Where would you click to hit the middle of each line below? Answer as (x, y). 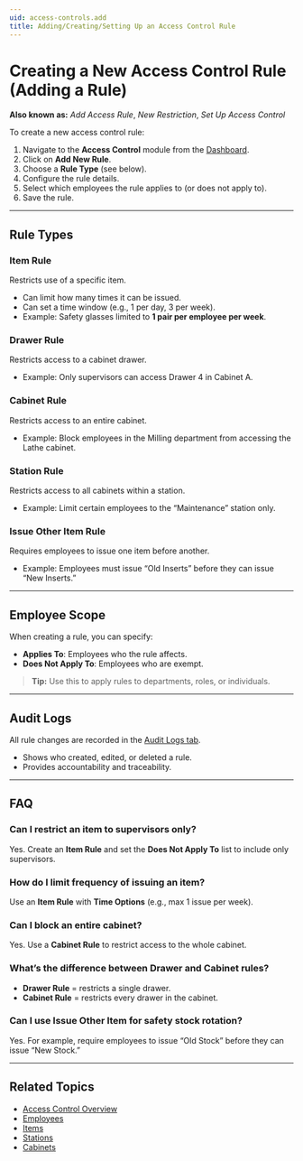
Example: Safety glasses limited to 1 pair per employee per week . (144, 317)
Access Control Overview (70, 1109)
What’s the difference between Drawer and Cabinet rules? (139, 969)
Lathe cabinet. (49, 447)
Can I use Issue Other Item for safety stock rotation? (126, 1021)
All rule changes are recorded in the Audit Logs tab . (105, 739)
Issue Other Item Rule (58, 531)
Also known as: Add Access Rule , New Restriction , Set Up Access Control (147, 115)
